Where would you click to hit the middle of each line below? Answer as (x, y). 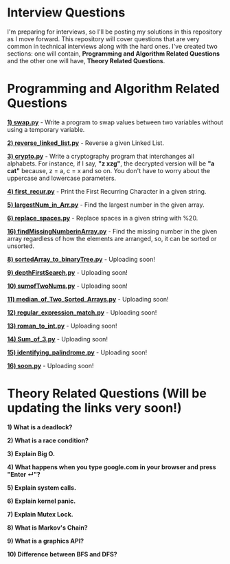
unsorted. (21, 246)
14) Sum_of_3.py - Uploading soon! (58, 339)
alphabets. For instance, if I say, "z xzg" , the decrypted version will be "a (111, 163)
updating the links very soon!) (94, 408)
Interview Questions (66, 13)
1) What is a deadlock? (40, 427)
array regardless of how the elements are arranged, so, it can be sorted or (112, 238)
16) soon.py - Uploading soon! (50, 365)
